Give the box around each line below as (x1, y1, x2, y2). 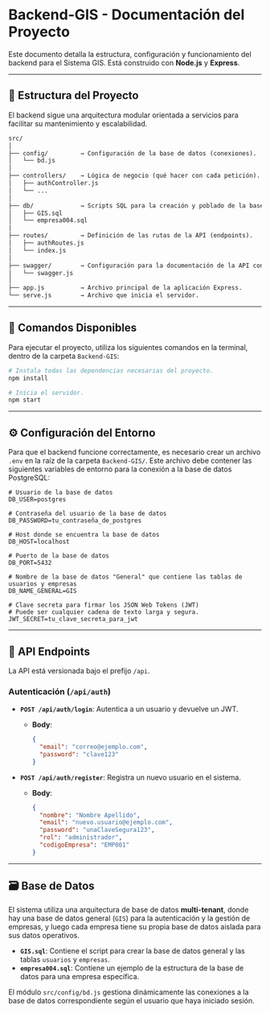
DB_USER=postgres (8, 496, 67, 504)
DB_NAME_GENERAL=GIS (8, 587, 78, 595)
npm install (8, 374, 48, 382)
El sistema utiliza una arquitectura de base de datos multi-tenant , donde (8, 904, 249, 914)
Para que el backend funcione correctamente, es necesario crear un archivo (8, 447, 261, 457)
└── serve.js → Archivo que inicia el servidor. (8, 291, 199, 299)
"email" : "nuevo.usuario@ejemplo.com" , (39, 818, 173, 826)
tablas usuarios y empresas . (19, 954, 110, 964)
